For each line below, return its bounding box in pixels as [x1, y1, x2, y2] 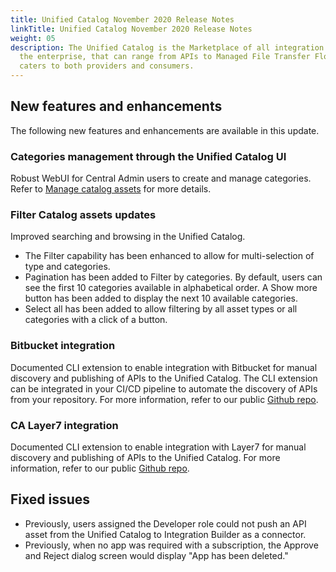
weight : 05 [10, 33, 56, 43]
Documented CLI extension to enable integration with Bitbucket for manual [10, 361, 318, 373]
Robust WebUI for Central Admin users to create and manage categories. [10, 172, 312, 185]
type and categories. [24, 261, 111, 273]
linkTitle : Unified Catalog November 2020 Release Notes [10, 24, 253, 34]
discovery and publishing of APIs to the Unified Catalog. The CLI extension [10, 372, 318, 384]
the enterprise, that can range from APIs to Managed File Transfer [19, 52, 311, 62]
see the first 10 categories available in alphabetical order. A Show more [24, 282, 318, 294]
